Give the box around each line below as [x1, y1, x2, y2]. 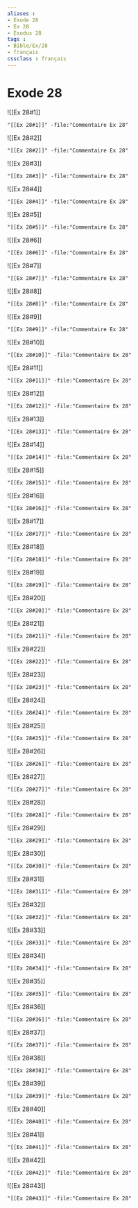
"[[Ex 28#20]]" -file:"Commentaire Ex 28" [7, 607, 132, 614]
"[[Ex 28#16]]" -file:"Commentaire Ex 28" [7, 505, 132, 511]
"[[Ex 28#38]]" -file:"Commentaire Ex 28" [7, 1067, 132, 1074]
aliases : [7, 10, 36, 17]
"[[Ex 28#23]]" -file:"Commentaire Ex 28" [7, 683, 132, 690]
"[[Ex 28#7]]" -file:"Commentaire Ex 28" [7, 274, 129, 281]
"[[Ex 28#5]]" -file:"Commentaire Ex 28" [7, 223, 129, 231]
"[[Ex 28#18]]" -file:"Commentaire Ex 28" [7, 556, 132, 563]
